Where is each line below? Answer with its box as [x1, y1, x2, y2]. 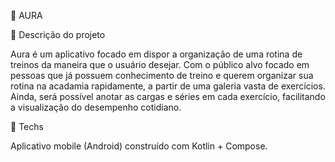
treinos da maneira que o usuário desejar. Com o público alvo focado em [10, 59, 310, 70]
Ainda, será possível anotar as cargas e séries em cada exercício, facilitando [10, 91, 326, 102]
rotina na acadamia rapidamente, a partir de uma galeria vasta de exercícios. [10, 80, 326, 92]
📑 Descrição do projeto [10, 29, 106, 40]
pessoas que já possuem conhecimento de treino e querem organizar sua [10, 70, 314, 81]
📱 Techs [10, 121, 44, 132]
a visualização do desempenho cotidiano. [10, 101, 182, 113]
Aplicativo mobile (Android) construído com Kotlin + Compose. [10, 140, 268, 152]
